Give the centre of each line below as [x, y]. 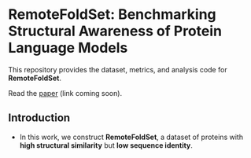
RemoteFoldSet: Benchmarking [112, 15]
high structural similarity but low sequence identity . [106, 145]
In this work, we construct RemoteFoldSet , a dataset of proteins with [131, 137]
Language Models [68, 48]
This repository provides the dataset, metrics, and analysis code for [118, 69]
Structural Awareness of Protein [115, 31]
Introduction [39, 118]
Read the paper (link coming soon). [65, 93]
